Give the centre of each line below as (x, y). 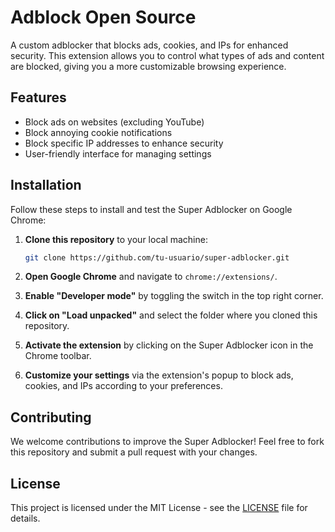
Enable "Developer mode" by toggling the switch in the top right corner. (174, 296)
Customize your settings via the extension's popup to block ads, (159, 375)
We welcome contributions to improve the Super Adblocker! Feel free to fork (167, 442)
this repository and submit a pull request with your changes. (134, 452)
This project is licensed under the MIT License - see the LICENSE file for (159, 508)
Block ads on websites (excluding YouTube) (114, 122)
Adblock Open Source (103, 17)
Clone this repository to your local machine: (116, 239)
